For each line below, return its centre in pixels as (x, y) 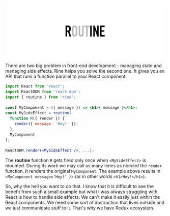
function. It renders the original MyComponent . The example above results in (83, 171)
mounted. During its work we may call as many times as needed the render (83, 166)
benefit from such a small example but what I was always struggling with (81, 192)
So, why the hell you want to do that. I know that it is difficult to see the (80, 187)
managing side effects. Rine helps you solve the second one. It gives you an (85, 71)
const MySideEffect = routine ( (38, 113)
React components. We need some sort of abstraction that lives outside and (85, 203)
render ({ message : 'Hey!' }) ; (47, 124)
